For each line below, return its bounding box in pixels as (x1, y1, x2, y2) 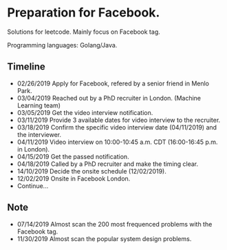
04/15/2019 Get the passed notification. (17, 152, 129, 160)
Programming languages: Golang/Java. (7, 41, 118, 49)
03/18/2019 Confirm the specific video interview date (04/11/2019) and (17, 123, 217, 132)
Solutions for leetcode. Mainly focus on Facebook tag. (7, 28, 160, 36)
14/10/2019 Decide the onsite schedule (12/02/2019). (17, 167, 166, 175)
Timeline (7, 61, 46, 73)
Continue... (17, 181, 49, 190)
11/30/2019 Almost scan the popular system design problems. (17, 234, 192, 242)
